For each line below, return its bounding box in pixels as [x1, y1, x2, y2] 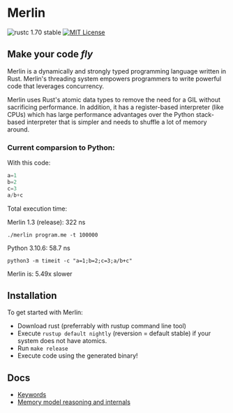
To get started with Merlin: [7, 308, 84, 316]
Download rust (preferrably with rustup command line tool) [17, 322, 187, 330]
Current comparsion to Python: [7, 142, 115, 152]
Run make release [17, 344, 68, 353]
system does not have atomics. [17, 337, 107, 345]
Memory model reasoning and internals [17, 398, 131, 407]
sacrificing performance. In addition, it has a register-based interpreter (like [7, 103, 225, 111]
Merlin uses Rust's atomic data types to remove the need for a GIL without [7, 95, 221, 104]
